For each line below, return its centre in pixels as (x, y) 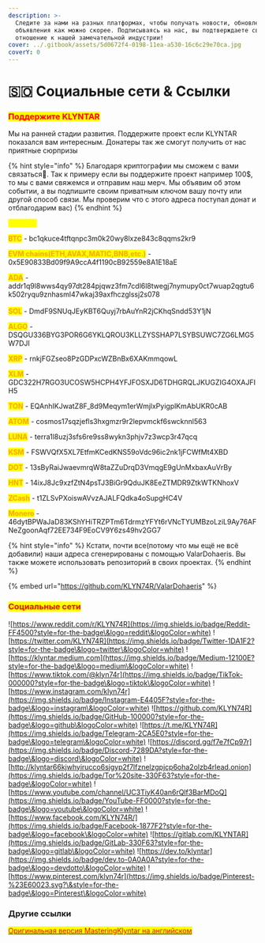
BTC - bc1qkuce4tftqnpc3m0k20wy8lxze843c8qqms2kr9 (102, 239)
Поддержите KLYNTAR (54, 117)
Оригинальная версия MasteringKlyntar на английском (100, 931)
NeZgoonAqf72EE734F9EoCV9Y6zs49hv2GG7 (85, 530)
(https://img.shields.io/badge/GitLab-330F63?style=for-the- (106, 843)
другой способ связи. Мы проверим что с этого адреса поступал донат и (132, 199)
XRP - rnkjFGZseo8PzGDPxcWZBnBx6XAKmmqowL (93, 359)
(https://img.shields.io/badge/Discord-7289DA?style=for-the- (108, 750)
